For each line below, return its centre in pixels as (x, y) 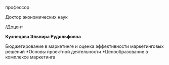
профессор (17, 7)
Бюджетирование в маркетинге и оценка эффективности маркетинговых (85, 46)
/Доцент (14, 27)
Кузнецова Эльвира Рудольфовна (43, 37)
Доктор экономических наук (37, 17)
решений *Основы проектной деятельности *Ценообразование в (77, 52)
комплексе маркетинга (30, 57)
